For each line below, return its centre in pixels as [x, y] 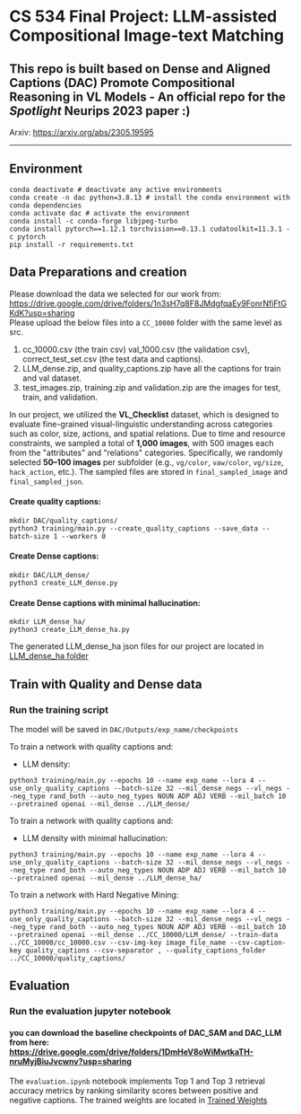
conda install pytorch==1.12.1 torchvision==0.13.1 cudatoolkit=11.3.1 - [150, 229]
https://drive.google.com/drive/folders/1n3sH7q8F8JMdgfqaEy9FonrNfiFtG [148, 303]
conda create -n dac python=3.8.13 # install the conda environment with [150, 197]
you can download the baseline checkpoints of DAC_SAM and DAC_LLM [146, 1032]
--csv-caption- [258, 943]
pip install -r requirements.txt [72, 244]
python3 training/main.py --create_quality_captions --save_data [133, 528]
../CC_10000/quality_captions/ [68, 958]
